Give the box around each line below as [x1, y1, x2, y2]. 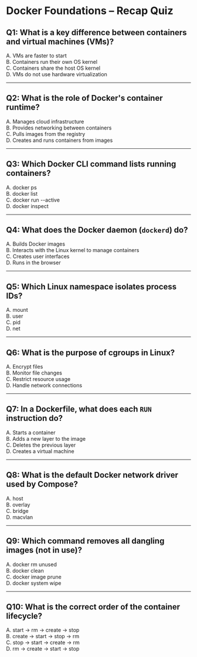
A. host [6, 495, 23, 502]
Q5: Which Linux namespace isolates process [6, 281, 177, 291]
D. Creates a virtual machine [6, 447, 74, 455]
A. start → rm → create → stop [6, 627, 80, 634]
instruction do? [6, 413, 63, 423]
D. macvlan [6, 513, 33, 520]
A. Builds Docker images [6, 240, 66, 247]
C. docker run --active [6, 196, 60, 203]
